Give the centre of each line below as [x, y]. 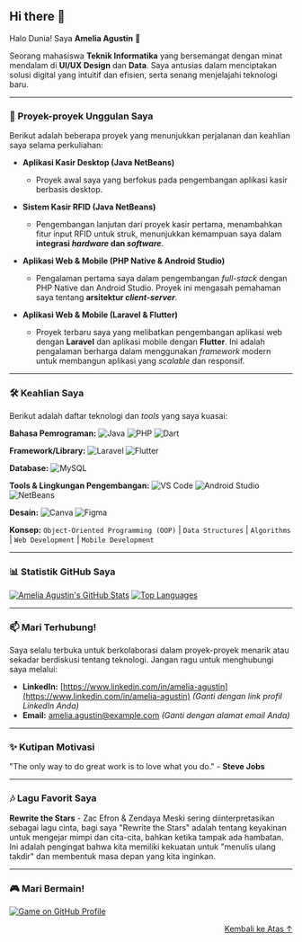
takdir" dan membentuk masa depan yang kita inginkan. [112, 856]
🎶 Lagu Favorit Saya [53, 798]
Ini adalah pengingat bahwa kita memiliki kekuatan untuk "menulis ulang [142, 847]
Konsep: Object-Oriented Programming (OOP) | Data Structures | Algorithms [150, 530]
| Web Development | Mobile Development [82, 539]
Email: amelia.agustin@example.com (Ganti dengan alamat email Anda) [156, 715]
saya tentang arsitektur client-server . [107, 298]
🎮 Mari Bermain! [47, 888]
